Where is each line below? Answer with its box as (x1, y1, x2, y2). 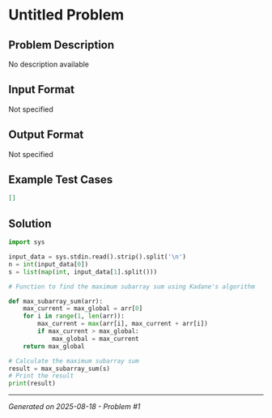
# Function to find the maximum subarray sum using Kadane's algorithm (8, 282, 255, 291)
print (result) (8, 379, 57, 388)
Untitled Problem (8, 6, 125, 24)
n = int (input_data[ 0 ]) (8, 260, 89, 268)
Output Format (8, 128, 84, 142)
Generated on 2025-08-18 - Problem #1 (8, 402, 141, 412)
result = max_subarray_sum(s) (8, 365, 111, 373)
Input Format (8, 83, 75, 96)
